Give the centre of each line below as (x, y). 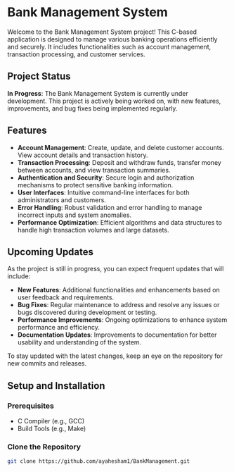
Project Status (39, 76)
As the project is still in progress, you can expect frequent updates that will (116, 269)
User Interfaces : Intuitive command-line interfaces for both (103, 192)
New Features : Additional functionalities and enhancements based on (118, 290)
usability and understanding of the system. (79, 342)
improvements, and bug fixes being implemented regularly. (92, 108)
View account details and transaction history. (83, 155)
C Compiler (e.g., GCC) (51, 421)
